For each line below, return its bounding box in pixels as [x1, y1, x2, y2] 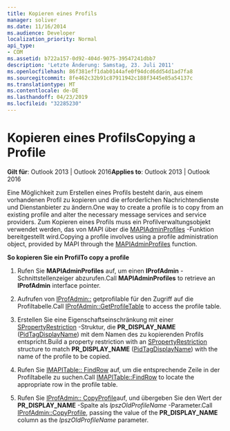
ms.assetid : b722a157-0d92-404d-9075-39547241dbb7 [7, 55, 156, 62]
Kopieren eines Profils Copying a [7, 130, 196, 146]
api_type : [7, 42, 36, 49]
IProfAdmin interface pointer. [17, 281, 102, 289]
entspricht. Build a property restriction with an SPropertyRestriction [17, 337, 207, 346]
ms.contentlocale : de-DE [7, 87, 79, 94]
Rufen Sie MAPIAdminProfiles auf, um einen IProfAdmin [17, 266, 180, 275]
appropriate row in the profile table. [17, 380, 118, 388]
